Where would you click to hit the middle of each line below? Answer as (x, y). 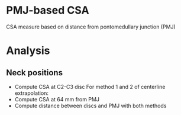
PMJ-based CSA (48, 10)
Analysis (28, 51)
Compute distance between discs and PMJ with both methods (90, 106)
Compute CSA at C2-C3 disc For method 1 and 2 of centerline (90, 87)
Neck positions (35, 73)
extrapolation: (32, 93)
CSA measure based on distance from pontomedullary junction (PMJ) (91, 27)
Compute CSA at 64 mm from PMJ (57, 99)
